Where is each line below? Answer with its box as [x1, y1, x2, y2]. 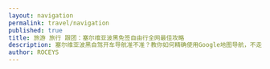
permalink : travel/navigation [8, 19, 110, 27]
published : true [8, 26, 63, 34]
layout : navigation [8, 11, 74, 20]
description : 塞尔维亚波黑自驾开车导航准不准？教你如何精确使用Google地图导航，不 [8, 41, 256, 49]
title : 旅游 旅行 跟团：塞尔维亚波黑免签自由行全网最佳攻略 [8, 33, 185, 42]
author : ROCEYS [8, 48, 59, 56]
